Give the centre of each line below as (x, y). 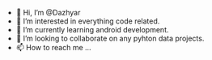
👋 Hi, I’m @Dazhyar (48, 13)
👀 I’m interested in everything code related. (88, 21)
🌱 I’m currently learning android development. (92, 30)
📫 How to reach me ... (53, 47)
